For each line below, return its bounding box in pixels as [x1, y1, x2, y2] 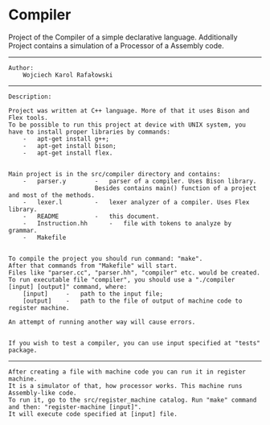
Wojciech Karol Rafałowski [22, 71, 113, 79]
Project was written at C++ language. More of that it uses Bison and [8, 106, 250, 114]
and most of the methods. [8, 191, 95, 199]
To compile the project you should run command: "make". [8, 254, 203, 262]
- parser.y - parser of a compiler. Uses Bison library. [22, 177, 257, 185]
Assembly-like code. [8, 389, 78, 397]
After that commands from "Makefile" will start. [8, 262, 178, 270]
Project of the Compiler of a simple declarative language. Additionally [8, 32, 239, 42]
